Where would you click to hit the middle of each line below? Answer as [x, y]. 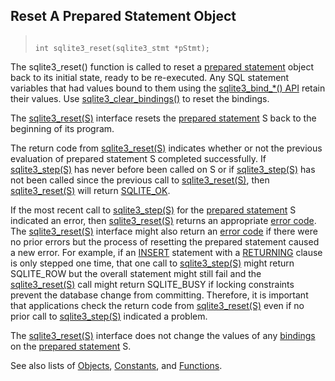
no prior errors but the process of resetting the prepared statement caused [165, 241]
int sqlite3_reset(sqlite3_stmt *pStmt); [122, 48]
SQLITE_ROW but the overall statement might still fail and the [136, 273]
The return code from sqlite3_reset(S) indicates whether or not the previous [166, 148]
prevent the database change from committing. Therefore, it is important [159, 295]
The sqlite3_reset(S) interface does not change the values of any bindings [163, 335]
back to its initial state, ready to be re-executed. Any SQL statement [150, 77]
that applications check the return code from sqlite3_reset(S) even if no [157, 305]
